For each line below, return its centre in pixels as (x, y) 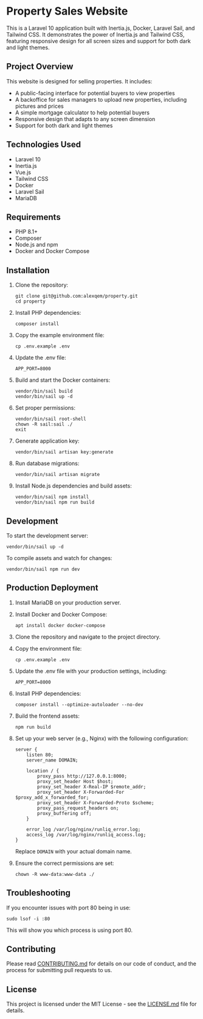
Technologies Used (43, 145)
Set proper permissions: (45, 408)
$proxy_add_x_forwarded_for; (52, 797)
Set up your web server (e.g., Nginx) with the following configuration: (102, 738)
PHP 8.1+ (26, 232)
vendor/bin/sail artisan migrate (57, 475)
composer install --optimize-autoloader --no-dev (79, 704)
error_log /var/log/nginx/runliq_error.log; (84, 829)
